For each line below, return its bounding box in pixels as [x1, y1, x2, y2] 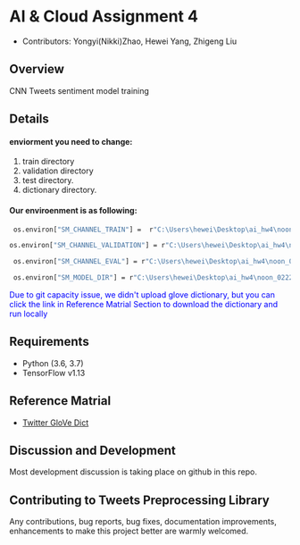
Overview [9, 62, 65, 77]
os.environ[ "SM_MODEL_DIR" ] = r [12, 273, 134, 282]
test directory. [21, 175, 74, 186]
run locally [9, 308, 48, 319]
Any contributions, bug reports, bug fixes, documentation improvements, [9, 516, 277, 527]
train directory [21, 156, 75, 167]
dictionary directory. [21, 185, 97, 196]
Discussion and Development [9, 443, 176, 458]
